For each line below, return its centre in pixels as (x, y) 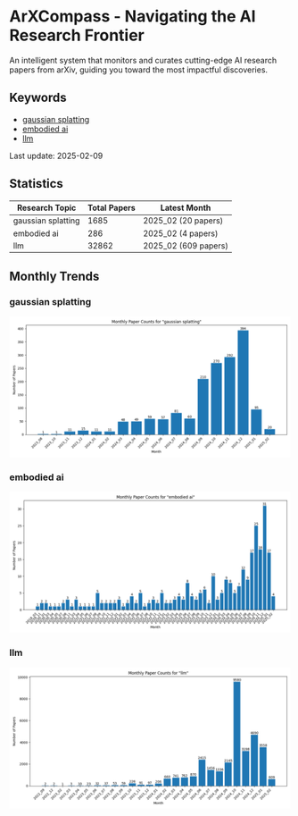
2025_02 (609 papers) (186, 245)
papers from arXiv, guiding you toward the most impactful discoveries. (139, 70)
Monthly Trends (54, 276)
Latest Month (186, 208)
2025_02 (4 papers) (180, 233)
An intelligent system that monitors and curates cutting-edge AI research (143, 60)
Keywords (38, 98)
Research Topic (46, 208)
